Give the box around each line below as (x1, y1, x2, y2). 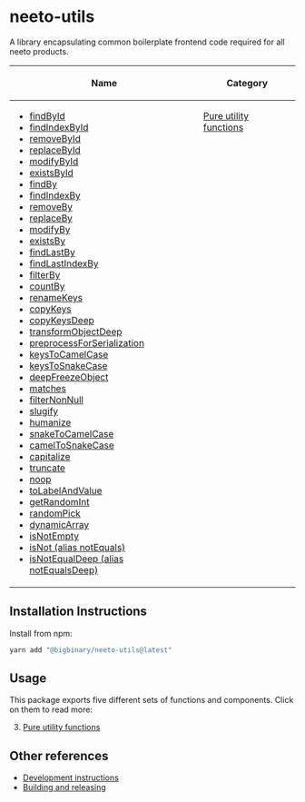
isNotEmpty (29, 530, 80, 542)
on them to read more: (9, 704, 93, 715)
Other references (9, 748, 109, 764)
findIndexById (29, 121, 89, 134)
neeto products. (9, 45, 70, 56)
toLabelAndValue (29, 484, 103, 497)
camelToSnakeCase (29, 439, 115, 451)
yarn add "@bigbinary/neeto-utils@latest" (9, 645, 172, 655)
